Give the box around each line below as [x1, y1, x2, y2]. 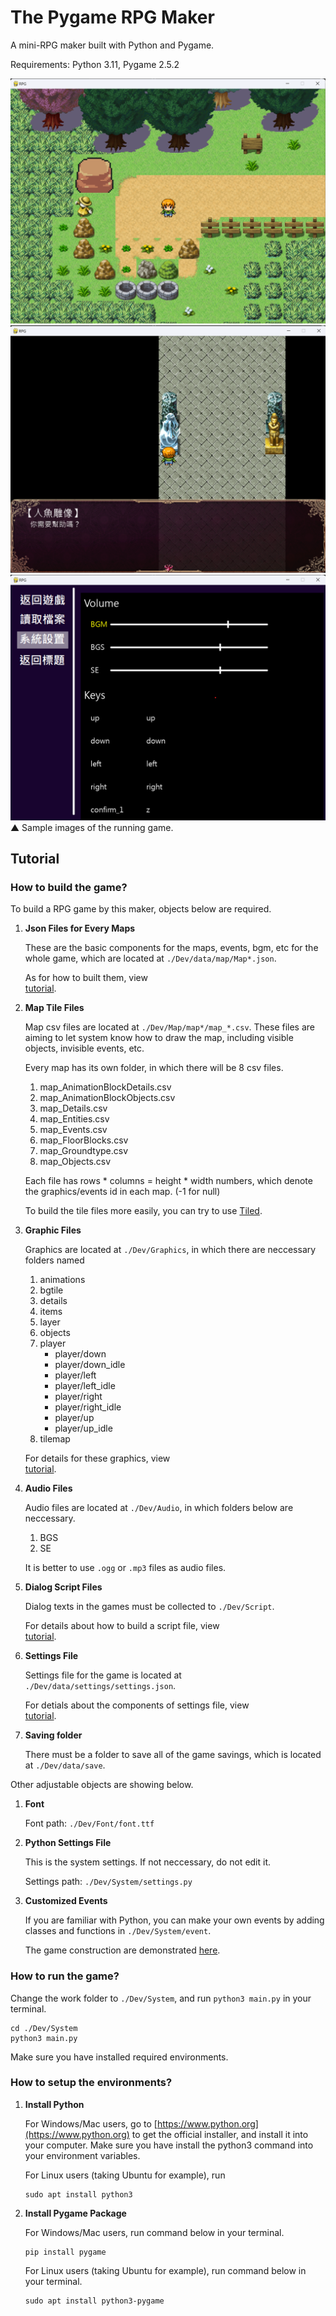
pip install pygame [24, 2247, 107, 2257]
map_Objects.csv [39, 1156, 112, 1168]
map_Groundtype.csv [39, 1145, 129, 1157]
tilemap [39, 1433, 71, 1445]
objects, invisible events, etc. [24, 1042, 145, 1055]
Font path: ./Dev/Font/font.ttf [24, 1817, 155, 1830]
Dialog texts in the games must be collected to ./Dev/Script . [24, 1601, 275, 1613]
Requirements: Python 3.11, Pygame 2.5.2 [10, 58, 180, 70]
